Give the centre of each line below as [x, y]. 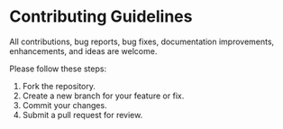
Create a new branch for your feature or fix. [103, 96]
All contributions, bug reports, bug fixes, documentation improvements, [142, 41]
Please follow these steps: [58, 69]
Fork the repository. [59, 86]
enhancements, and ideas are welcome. [83, 51]
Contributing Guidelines [101, 17]
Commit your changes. [64, 105]
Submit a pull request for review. [82, 115]
